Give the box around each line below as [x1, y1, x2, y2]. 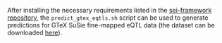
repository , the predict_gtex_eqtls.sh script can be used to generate [7, 13, 209, 22]
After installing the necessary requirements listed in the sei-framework [7, 6, 212, 14]
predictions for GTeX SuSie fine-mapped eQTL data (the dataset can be [7, 21, 215, 29]
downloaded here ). [7, 28, 63, 37]
